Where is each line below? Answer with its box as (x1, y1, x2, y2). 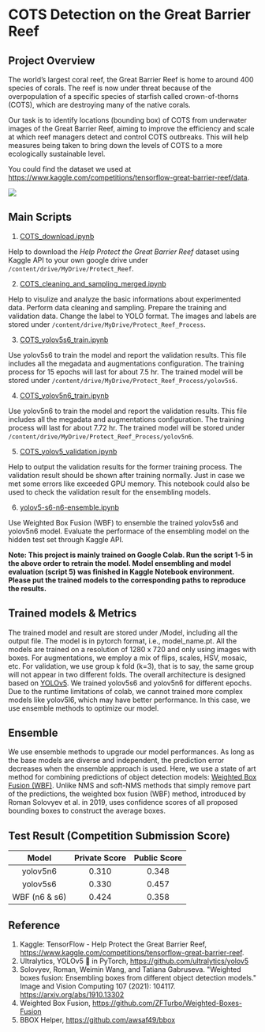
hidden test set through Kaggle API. (8, 534, 124, 544)
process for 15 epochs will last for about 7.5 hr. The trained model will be (8, 366, 244, 377)
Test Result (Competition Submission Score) (8, 829, 231, 842)
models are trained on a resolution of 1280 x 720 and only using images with (8, 644, 256, 654)
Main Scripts (8, 211, 73, 224)
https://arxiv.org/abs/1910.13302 (19, 990, 125, 1000)
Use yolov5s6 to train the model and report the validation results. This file (8, 350, 247, 359)
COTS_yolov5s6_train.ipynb (19, 335, 109, 344)
